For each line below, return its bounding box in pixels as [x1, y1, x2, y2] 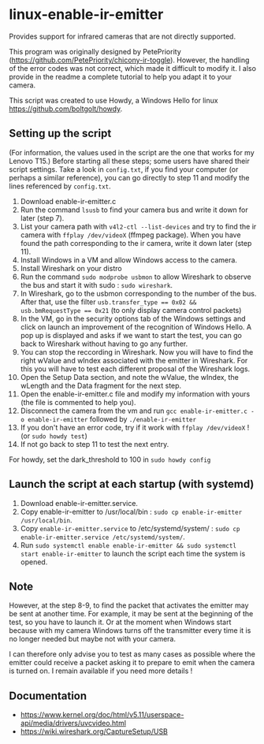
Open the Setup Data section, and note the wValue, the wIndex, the [20, 372, 239, 381]
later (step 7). [20, 213, 65, 222]
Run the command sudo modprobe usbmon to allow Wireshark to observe [20, 272, 251, 281]
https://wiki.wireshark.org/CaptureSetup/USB [20, 727, 169, 736]
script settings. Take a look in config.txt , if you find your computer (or [9, 164, 239, 174]
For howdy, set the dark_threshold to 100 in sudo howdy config [9, 455, 211, 464]
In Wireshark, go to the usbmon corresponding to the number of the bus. [20, 288, 257, 298]
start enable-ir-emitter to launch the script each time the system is [20, 549, 246, 558]
